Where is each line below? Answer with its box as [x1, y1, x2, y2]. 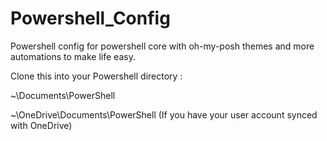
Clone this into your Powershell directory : [10, 70, 183, 82]
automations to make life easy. [10, 50, 136, 62]
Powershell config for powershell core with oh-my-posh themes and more [10, 40, 315, 52]
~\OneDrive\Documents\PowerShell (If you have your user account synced [10, 108, 318, 121]
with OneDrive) [10, 119, 73, 131]
